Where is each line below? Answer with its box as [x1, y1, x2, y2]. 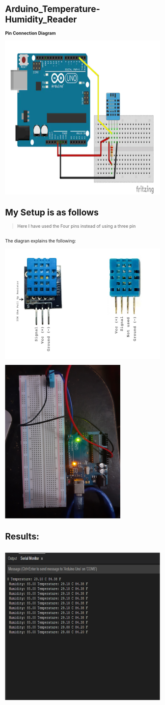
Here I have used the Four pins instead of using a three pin [17, 223, 136, 229]
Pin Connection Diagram [5, 30, 56, 36]
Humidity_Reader [5, 14, 77, 25]
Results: [5, 531, 39, 542]
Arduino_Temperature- [5, 3, 101, 15]
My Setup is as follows [5, 207, 99, 218]
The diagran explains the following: [5, 238, 76, 244]
